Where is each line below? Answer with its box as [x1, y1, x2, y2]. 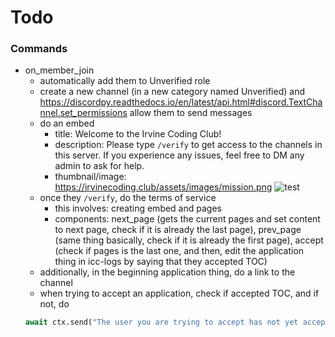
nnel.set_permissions [39, 107, 128, 119]
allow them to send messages [129, 107, 253, 119]
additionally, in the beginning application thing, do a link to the [39, 266, 296, 278]
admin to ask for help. [54, 160, 145, 172]
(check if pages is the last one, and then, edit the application [54, 245, 305, 257]
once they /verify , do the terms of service [39, 192, 217, 204]
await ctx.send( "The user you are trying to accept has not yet [24, 317, 299, 328]
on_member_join [24, 64, 95, 76]
